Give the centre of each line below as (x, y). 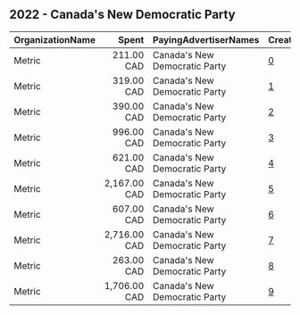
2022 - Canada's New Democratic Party (122, 15)
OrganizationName (55, 39)
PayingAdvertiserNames (206, 39)
